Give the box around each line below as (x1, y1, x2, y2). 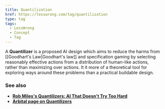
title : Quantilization (5, 7, 52, 12)
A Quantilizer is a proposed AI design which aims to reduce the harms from (5, 48, 160, 54)
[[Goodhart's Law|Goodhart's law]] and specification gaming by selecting (5, 54, 156, 59)
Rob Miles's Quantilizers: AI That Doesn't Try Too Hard (12, 93, 128, 99)
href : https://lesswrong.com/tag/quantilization (5, 12, 108, 17)
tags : (5, 21, 16, 26)
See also (5, 82, 26, 89)
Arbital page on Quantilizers (12, 99, 72, 105)
